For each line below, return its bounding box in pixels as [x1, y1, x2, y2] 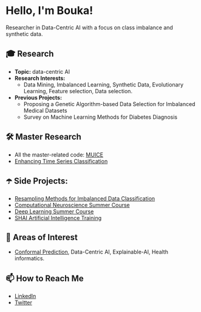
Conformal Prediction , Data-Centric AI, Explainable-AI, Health [14, 248, 168, 256]
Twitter [14, 299, 33, 306]
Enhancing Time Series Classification [14, 157, 108, 165]
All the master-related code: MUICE [14, 151, 104, 158]
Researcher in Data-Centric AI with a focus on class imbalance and [5, 24, 174, 31]
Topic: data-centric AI [14, 68, 70, 75]
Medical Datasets [23, 107, 67, 114]
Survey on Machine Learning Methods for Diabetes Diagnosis [23, 113, 177, 121]
